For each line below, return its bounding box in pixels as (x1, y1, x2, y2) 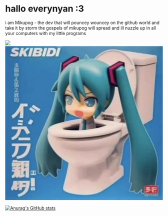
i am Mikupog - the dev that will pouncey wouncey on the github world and (5, 20, 160, 26)
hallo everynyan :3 (5, 3, 84, 15)
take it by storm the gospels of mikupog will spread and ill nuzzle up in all (5, 25, 156, 31)
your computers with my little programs (5, 30, 86, 36)
